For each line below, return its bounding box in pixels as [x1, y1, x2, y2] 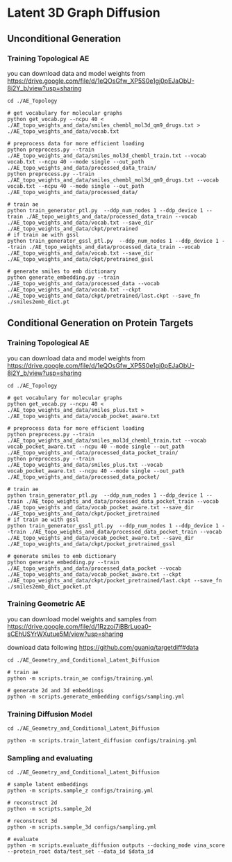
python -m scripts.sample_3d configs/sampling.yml [7, 824, 157, 831]
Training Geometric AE [7, 599, 85, 609]
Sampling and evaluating [7, 753, 93, 763]
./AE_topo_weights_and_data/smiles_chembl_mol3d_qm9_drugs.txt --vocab [7, 176, 219, 184]
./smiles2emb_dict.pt [7, 298, 70, 305]
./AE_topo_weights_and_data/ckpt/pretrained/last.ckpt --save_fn [7, 292, 200, 299]
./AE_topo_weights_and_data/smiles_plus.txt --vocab [7, 461, 163, 468]
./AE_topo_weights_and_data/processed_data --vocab [7, 280, 160, 287]
